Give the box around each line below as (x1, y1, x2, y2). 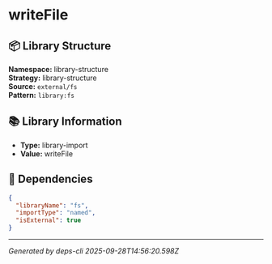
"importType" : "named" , (15, 209, 96, 217)
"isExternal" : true (15, 216, 82, 224)
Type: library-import (19, 140, 88, 150)
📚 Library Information (8, 115, 122, 129)
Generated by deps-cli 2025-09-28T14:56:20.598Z (8, 246, 180, 256)
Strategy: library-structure (8, 73, 97, 83)
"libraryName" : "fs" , (15, 201, 89, 210)
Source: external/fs (8, 82, 78, 91)
